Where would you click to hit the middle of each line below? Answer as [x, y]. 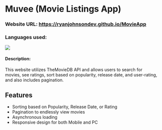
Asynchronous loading [35, 117]
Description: [18, 59]
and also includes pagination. [35, 80]
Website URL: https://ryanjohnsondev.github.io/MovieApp [76, 24]
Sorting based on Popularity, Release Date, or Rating [65, 107]
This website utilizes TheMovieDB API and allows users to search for [74, 70]
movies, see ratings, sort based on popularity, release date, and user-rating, [81, 74]
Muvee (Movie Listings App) [63, 9]
